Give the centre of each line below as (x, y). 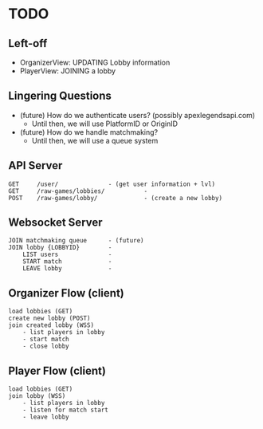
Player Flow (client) (57, 370)
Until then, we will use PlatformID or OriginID (104, 124)
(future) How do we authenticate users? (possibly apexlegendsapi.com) (137, 115)
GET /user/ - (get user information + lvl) (112, 184)
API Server (35, 165)
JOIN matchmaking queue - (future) (77, 241)
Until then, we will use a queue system (95, 140)
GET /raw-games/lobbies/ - (78, 191)
